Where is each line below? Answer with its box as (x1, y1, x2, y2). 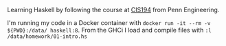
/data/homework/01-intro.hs (7, 33, 88, 40)
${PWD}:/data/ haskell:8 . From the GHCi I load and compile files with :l (7, 26, 212, 34)
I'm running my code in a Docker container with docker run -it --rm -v (7, 19, 211, 26)
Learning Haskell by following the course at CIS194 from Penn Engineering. (7, 6, 220, 14)
